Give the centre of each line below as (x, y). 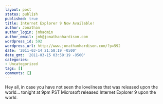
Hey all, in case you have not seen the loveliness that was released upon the (81, 87)
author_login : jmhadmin (29, 32)
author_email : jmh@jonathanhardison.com (47, 37)
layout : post (18, 10)
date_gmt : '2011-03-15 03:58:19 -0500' (45, 55)
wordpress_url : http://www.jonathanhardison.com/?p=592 (63, 46)
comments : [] (18, 73)
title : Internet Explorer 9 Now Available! (50, 23)
